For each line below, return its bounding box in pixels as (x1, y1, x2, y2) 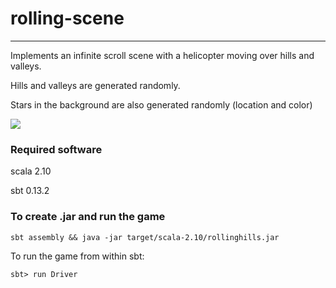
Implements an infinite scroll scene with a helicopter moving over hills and (10, 49, 315, 61)
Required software (10, 142, 103, 156)
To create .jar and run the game (10, 210, 166, 224)
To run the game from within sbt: (10, 250, 145, 262)
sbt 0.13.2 (10, 185, 50, 197)
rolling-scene (10, 7, 125, 30)
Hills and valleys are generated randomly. (10, 79, 181, 91)
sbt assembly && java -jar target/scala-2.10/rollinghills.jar (10, 232, 280, 242)
